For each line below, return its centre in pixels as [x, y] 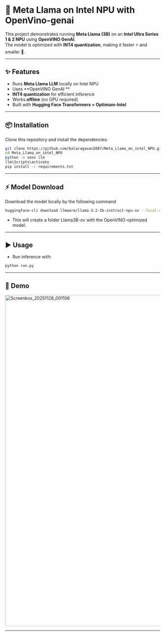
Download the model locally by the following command [61, 201]
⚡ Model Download [34, 187]
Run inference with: [32, 257]
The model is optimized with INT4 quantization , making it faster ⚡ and [76, 45]
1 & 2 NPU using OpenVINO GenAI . [41, 39]
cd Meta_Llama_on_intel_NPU [34, 153]
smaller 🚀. [15, 52]
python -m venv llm [25, 158]
